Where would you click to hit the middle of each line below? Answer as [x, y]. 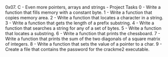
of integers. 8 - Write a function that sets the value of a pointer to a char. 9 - [83, 44]
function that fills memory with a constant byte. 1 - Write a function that [79, 12]
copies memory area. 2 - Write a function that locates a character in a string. [84, 18]
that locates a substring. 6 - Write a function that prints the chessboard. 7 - [83, 33]
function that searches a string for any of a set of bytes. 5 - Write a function [83, 28]
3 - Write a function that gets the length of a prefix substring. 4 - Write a [80, 23]
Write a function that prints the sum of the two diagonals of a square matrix [83, 39]
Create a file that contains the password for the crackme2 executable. [77, 49]
